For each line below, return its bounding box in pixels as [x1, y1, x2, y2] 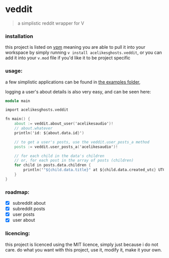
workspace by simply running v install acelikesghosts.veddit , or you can [5, 49, 162, 56]
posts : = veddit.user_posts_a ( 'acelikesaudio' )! [14, 144, 118, 149]
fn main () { [5, 117, 30, 122]
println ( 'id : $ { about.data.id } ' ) [14, 130, 84, 135]
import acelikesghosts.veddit [5, 107, 69, 113]
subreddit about [12, 200, 46, 206]
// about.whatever [14, 126, 53, 131]
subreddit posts [12, 206, 45, 212]
